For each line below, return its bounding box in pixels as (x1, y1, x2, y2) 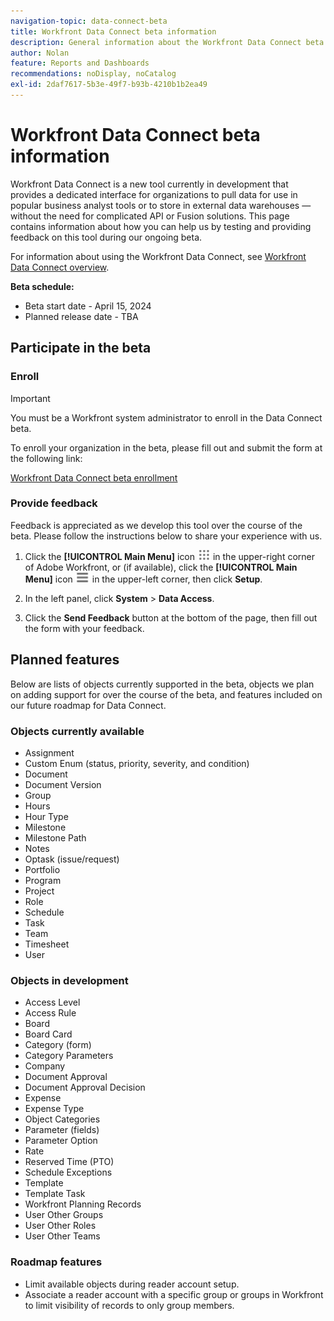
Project (24, 885, 55, 897)
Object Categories (24, 1113, 101, 1125)
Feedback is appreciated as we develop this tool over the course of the (10, 519, 303, 531)
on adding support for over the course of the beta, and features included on (10, 688, 323, 700)
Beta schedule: (10, 280, 75, 292)
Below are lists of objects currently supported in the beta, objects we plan (10, 678, 315, 690)
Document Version (24, 778, 102, 790)
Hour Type (24, 810, 69, 822)
